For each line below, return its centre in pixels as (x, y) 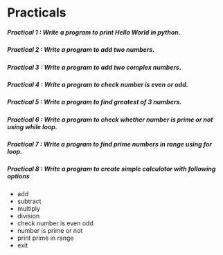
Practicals (37, 13)
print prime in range (45, 238)
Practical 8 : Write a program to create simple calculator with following (111, 169)
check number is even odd (55, 223)
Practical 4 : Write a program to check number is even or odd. (98, 84)
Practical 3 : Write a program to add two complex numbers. (95, 67)
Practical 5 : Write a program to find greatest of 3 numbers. (95, 102)
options (18, 176)
